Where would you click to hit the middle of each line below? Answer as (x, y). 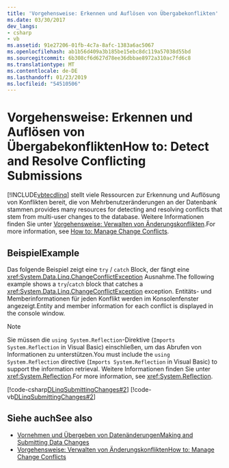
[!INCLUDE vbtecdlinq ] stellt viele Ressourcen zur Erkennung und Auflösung (113, 195)
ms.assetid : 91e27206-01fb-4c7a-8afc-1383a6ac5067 (81, 45)
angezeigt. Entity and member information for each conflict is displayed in (110, 306)
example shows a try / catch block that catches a (75, 284)
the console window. (36, 313)
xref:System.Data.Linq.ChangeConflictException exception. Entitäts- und (109, 291)
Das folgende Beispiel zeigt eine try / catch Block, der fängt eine (98, 269)
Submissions (45, 176)
